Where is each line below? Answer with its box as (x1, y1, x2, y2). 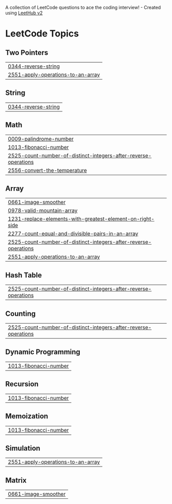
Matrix (5, 476, 27, 484)
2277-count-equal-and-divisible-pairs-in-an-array (8, 230, 138, 237)
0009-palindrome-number (8, 135, 74, 142)
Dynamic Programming (5, 348, 80, 357)
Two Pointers (5, 48, 49, 57)
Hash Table (5, 271, 42, 279)
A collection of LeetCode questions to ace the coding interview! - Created (5, 5, 161, 10)
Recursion (5, 380, 39, 388)
